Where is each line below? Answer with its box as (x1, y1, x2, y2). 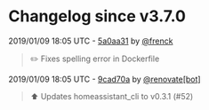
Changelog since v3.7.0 (8, 6, 186, 27)
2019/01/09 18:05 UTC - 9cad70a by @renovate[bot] (8, 74, 201, 84)
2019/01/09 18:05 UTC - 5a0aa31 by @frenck (8, 35, 173, 46)
